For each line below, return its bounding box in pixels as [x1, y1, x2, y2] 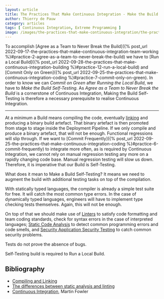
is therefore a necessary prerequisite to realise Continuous [21, 96, 139, 101]
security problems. [5, 232, 43, 238]
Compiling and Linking [12, 278, 58, 284]
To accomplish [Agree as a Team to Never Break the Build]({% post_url [5, 44, 147, 49]
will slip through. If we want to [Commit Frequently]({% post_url [5, 136, 133, 141]
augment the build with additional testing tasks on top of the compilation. [5, 176, 152, 182]
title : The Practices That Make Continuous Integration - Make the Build [5, 12, 159, 17]
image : [5, 30, 19, 35]
